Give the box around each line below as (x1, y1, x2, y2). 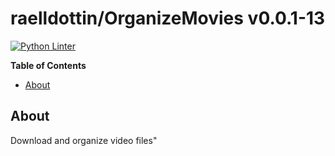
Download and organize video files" (10, 134, 158, 146)
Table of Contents (10, 59, 87, 71)
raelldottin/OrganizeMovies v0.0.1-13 (10, 7, 326, 30)
